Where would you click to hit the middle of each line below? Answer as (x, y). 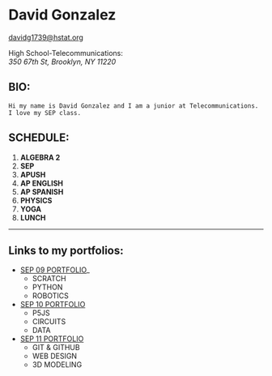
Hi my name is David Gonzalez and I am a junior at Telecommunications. (134, 106)
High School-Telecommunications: (66, 53)
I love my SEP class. (45, 113)
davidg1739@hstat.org (46, 37)
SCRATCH (49, 279)
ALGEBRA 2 (40, 157)
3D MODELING (57, 365)
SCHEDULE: (39, 138)
